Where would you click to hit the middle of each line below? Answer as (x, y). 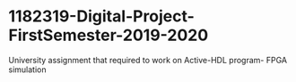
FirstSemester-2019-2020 (109, 35)
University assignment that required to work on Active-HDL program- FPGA (148, 60)
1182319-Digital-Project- (101, 16)
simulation (27, 70)
